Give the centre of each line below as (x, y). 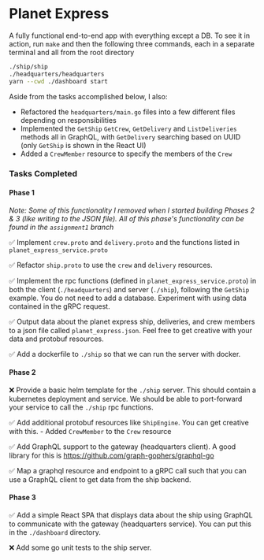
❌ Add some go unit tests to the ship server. (80, 547)
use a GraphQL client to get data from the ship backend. (100, 479)
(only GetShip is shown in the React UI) (83, 145)
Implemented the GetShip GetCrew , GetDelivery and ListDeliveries (128, 128)
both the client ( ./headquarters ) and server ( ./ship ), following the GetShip (129, 289)
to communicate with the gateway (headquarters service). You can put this (130, 524)
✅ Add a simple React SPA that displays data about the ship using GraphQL (131, 515)
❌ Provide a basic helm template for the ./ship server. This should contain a (133, 390)
